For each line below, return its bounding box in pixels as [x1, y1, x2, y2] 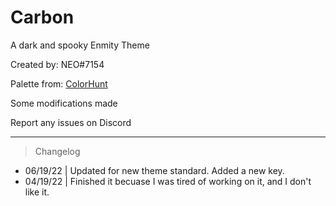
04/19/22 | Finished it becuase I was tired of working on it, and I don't [24, 175, 312, 187]
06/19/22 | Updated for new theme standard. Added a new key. [24, 164, 285, 176]
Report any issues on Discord [10, 116, 132, 128]
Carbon [10, 6, 75, 29]
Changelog [34, 145, 81, 157]
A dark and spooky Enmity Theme [10, 39, 150, 51]
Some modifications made [10, 97, 118, 109]
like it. [24, 186, 50, 198]
